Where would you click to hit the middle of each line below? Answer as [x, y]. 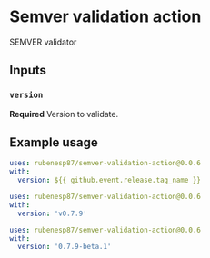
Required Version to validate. [64, 114]
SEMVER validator [43, 42]
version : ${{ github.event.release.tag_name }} [110, 180]
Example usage [54, 143]
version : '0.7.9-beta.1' [65, 247]
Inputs [28, 70]
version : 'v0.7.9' [53, 213]
